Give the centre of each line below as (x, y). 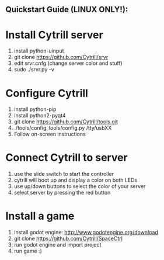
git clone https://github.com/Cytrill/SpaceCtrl (68, 238)
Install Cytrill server (54, 35)
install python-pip (35, 109)
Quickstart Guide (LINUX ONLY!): (67, 10)
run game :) (28, 251)
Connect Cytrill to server (67, 158)
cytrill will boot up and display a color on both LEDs (76, 180)
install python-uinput (39, 51)
